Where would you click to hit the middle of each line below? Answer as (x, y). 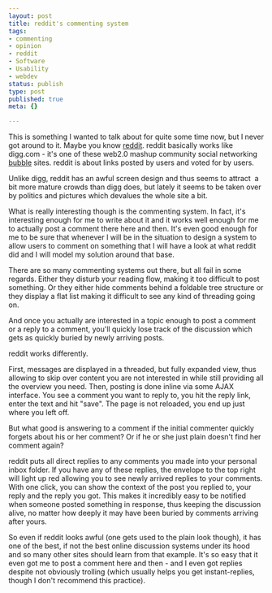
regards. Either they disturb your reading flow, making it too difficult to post (134, 279)
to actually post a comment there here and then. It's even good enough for (133, 229)
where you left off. (39, 413)
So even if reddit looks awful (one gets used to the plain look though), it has (135, 538)
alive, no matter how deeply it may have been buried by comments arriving (134, 513)
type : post (27, 91)
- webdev (23, 76)
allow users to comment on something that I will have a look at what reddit (132, 246)
